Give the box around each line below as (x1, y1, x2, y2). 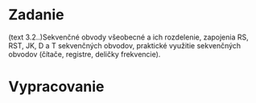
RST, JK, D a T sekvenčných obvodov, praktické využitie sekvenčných (8, 40, 242, 50)
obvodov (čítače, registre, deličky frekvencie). (8, 49, 161, 59)
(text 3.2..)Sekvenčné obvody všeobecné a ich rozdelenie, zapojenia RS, (8, 32, 250, 42)
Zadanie (8, 6, 64, 24)
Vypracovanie (8, 78, 105, 96)
